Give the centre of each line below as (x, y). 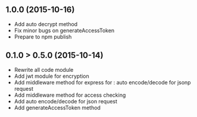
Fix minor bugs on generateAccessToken (64, 30)
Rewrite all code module (44, 69)
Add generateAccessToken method (57, 107)
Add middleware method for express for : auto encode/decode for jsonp (102, 82)
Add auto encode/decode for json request (65, 101)
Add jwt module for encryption (52, 76)
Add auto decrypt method (46, 24)
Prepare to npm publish (43, 37)
